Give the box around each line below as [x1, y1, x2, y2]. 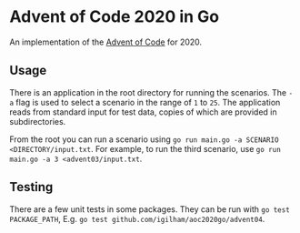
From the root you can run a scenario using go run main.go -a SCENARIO [9, 134, 279, 145]
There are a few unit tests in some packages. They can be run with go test [9, 203, 291, 215]
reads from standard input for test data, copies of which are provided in [9, 106, 277, 117]
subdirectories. [9, 116, 66, 127]
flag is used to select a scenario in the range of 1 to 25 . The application [15, 96, 281, 107]
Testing [9, 179, 54, 195]
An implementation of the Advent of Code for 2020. [9, 36, 203, 47]
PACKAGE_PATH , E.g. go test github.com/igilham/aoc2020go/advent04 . [9, 213, 265, 224]
